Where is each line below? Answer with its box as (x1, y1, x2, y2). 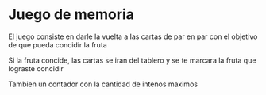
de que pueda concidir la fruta (8, 40, 107, 49)
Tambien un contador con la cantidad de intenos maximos (8, 79, 199, 89)
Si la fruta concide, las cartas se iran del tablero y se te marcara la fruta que (8, 55, 256, 65)
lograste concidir (8, 63, 64, 73)
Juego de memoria (8, 6, 135, 24)
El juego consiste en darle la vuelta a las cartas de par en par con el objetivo (8, 32, 258, 41)
